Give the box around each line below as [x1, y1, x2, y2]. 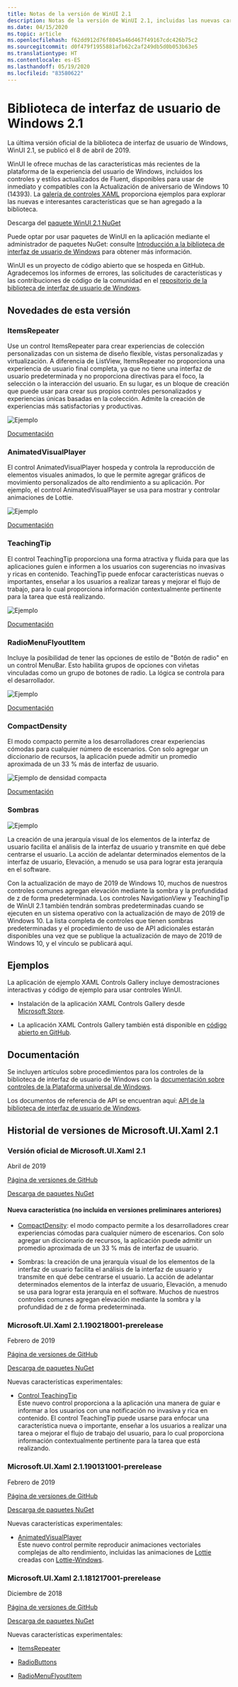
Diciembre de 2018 [7, 1589, 62, 1598]
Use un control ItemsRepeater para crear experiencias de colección [7, 342, 205, 351]
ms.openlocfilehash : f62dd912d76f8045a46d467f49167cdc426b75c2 [7, 37, 198, 44]
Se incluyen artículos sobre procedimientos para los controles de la [7, 1068, 204, 1076]
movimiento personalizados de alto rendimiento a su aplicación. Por [7, 478, 205, 487]
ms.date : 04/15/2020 [7, 23, 69, 30]
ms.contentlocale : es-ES [7, 57, 81, 64]
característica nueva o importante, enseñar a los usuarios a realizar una [17, 1421, 227, 1430]
